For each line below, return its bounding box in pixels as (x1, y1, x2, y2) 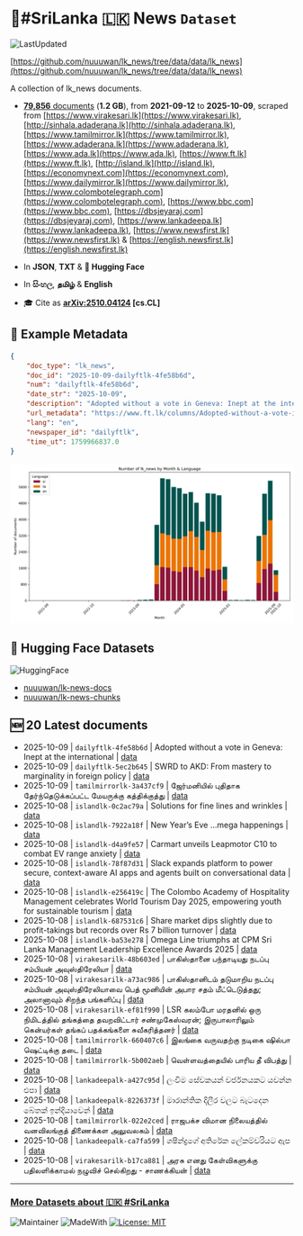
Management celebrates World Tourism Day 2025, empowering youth (22, 896, 282, 907)
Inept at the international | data (22, 751, 138, 762)
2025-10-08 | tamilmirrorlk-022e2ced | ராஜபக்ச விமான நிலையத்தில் (22, 1114, 268, 1125)
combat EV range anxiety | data (22, 848, 141, 859)
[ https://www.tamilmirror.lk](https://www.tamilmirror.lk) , (22, 129, 230, 140)
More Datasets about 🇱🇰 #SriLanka (10, 1196, 170, 1209)
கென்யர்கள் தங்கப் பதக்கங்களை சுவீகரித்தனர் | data (22, 1024, 199, 1034)
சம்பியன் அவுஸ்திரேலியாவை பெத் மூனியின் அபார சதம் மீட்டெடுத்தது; (22, 983, 262, 994)
